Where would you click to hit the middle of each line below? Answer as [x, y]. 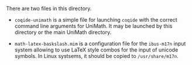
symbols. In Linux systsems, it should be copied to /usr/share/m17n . [96, 56]
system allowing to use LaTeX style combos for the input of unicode [96, 50]
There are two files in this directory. [49, 8]
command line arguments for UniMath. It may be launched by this [93, 26]
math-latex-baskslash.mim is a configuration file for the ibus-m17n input [100, 44]
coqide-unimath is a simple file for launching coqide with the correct [96, 20]
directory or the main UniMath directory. [63, 32]
